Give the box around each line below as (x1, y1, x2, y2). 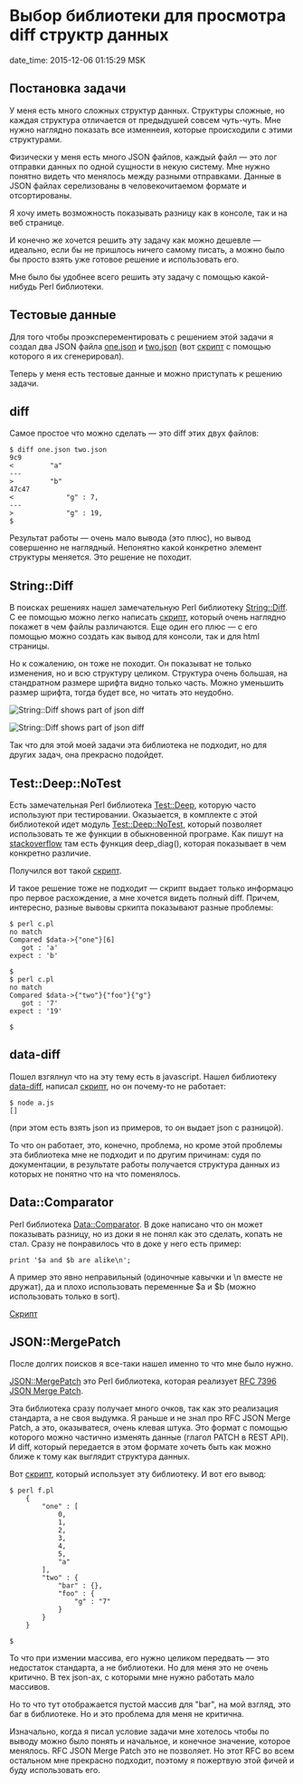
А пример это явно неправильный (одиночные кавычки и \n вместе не (9, 1271, 283, 1282)
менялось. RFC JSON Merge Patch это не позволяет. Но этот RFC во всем (9, 1745, 295, 1757)
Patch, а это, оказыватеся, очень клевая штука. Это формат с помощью (9, 1423, 288, 1434)
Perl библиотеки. (39, 281, 104, 292)
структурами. (9, 133, 62, 145)
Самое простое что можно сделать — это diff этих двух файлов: (9, 427, 260, 439)
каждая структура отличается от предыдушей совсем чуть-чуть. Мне (9, 114, 282, 125)
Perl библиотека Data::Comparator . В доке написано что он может (9, 1219, 263, 1230)
